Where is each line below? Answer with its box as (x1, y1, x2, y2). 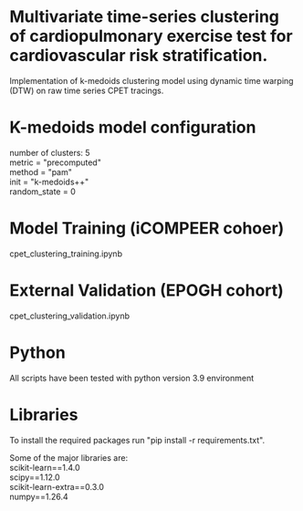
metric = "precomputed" (9, 157, 102, 168)
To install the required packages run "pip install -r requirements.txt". (9, 434, 266, 445)
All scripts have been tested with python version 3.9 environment (9, 372, 254, 383)
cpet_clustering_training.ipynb (9, 248, 123, 259)
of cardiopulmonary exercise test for (9, 26, 294, 47)
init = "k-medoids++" (9, 176, 89, 187)
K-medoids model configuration (9, 117, 256, 138)
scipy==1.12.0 (9, 472, 61, 483)
